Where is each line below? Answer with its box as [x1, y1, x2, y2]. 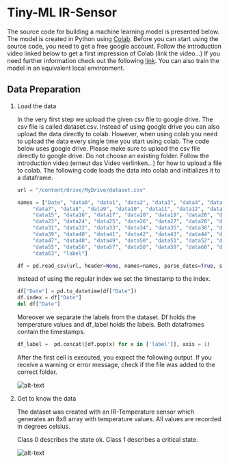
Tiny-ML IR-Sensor [7, 5, 118, 21]
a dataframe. [16, 173, 53, 182]
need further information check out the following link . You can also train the [7, 56, 220, 64]
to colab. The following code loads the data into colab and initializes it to [16, 166, 221, 174]
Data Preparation [7, 84, 81, 95]
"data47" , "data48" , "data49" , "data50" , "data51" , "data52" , [32, 237, 214, 244]
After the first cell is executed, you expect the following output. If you [16, 353, 212, 361]
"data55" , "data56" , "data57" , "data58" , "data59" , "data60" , [32, 243, 214, 251]
